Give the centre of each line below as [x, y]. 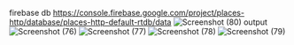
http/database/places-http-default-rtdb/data [90, 22]
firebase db [30, 13]
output [255, 22]
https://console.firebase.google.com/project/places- [149, 13]
